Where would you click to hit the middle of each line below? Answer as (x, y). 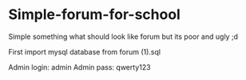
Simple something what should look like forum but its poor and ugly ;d (123, 36)
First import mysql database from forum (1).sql (85, 51)
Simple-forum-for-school (95, 15)
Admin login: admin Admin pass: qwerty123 (79, 67)
